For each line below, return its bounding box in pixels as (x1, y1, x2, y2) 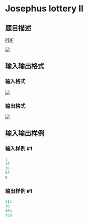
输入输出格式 (5, 62, 44, 71)
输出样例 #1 (5, 187, 32, 194)
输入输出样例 (5, 129, 44, 138)
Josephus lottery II (5, 3, 84, 14)
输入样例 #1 (5, 145, 32, 152)
